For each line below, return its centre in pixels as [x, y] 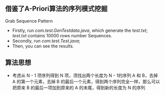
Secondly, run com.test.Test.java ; [46, 41]
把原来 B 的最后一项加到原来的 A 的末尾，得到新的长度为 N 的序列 [79, 88]
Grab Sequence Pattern [29, 21]
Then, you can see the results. [43, 46]
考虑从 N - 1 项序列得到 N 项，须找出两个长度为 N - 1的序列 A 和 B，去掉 [85, 75]
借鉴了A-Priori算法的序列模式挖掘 [56, 9]
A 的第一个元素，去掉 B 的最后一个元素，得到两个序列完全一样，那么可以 [86, 81]
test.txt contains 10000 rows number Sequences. [62, 35]
